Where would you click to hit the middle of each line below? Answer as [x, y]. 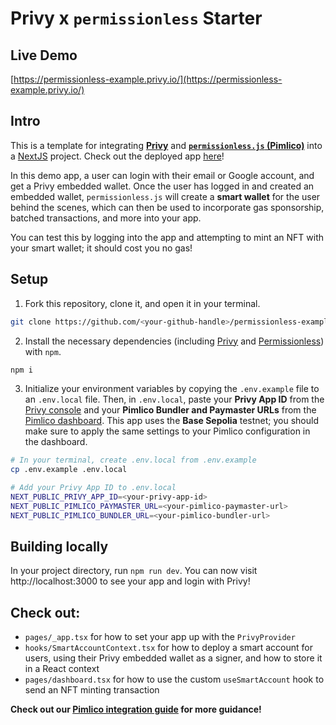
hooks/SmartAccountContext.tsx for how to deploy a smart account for [169, 648]
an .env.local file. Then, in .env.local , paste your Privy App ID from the [174, 399]
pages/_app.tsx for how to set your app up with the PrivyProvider [160, 637]
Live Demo [44, 55]
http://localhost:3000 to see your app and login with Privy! [130, 581]
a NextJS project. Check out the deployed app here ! [117, 156]
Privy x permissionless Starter [136, 18]
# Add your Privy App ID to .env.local [93, 488]
